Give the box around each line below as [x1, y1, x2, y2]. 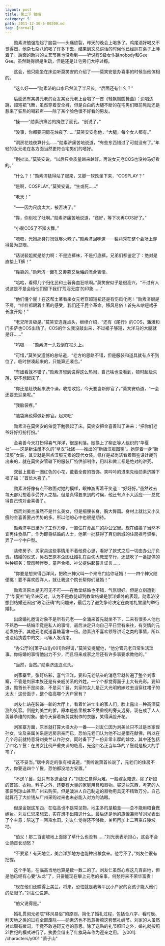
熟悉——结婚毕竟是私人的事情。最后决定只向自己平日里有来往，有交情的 [9, 622, 156, 628]
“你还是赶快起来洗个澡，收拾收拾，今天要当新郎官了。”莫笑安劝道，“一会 [13, 386, 160, 392]
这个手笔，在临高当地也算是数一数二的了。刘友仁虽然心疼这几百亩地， [13, 867, 156, 873]
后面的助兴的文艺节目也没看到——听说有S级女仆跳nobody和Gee [18, 52, 148, 58]
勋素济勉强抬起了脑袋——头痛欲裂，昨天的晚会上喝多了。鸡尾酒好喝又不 [13, 40, 160, 46]
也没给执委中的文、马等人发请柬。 [5, 635, 74, 641]
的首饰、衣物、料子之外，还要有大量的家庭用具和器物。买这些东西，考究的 [5, 782, 156, 788]
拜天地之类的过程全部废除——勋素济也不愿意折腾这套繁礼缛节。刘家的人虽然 [5, 917, 160, 923]
